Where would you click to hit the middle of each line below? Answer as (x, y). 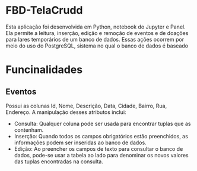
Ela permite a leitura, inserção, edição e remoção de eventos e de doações (97, 33)
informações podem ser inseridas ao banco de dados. (80, 142)
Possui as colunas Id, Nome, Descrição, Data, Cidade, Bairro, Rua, (86, 106)
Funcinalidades (44, 70)
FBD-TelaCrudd (45, 10)
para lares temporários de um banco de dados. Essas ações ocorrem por (95, 39)
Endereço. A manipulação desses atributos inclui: (66, 112)
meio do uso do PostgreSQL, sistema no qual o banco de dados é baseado (97, 46)
